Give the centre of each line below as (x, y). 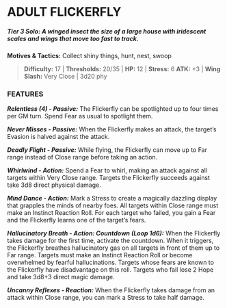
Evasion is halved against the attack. (58, 137)
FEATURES (25, 94)
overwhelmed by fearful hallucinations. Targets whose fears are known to (110, 262)
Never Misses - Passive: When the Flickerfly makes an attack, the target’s (112, 129)
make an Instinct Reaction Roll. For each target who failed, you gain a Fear (111, 213)
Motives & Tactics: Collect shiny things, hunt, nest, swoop (90, 56)
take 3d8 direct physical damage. (54, 185)
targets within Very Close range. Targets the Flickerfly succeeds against (109, 178)
